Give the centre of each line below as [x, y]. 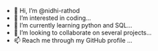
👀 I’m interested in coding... [52, 18]
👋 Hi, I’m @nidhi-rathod [47, 11]
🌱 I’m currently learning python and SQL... [73, 25]
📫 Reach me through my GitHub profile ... [73, 40]
